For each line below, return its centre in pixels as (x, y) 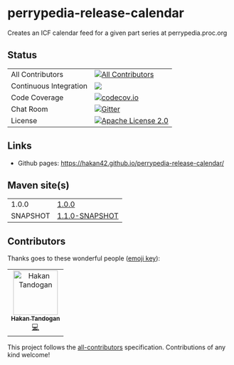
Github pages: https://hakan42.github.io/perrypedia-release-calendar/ (121, 163)
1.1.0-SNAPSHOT (87, 216)
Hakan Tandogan (36, 319)
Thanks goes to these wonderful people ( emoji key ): (84, 258)
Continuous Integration (49, 85)
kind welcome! (29, 355)
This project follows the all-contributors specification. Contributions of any (117, 347)
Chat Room (30, 109)
